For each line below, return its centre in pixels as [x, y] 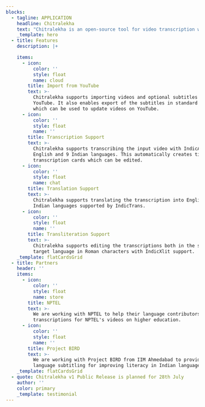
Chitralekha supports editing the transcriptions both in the [114, 246]
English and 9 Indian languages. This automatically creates [112, 154]
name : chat [47, 183]
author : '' [31, 382]
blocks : [16, 12]
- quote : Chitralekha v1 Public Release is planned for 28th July [98, 377]
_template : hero [38, 35]
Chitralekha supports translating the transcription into [108, 200]
